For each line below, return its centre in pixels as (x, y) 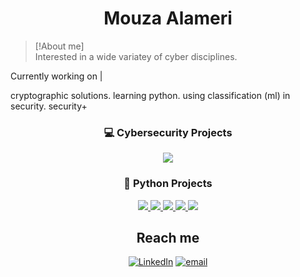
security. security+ (49, 106)
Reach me (168, 237)
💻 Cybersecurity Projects (168, 132)
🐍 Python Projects (168, 184)
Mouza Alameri (168, 18)
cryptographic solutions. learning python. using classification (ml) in (150, 95)
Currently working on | (56, 76)
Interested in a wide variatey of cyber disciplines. (136, 56)
